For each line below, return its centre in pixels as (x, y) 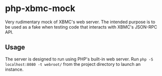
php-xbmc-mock (40, 8)
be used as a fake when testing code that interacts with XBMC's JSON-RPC (81, 27)
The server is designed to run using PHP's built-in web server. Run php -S (79, 59)
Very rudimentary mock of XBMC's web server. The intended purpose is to (80, 22)
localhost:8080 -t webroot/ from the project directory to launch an (73, 64)
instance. (14, 69)
